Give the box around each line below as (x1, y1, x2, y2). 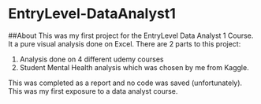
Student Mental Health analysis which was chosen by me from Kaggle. (19, 62, 250, 72)
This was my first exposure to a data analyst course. (8, 86, 178, 95)
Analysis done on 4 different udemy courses (19, 54, 164, 64)
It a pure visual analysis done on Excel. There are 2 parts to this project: (8, 39, 241, 48)
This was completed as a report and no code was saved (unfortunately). (8, 78, 243, 87)
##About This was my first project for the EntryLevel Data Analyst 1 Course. (8, 31, 254, 40)
